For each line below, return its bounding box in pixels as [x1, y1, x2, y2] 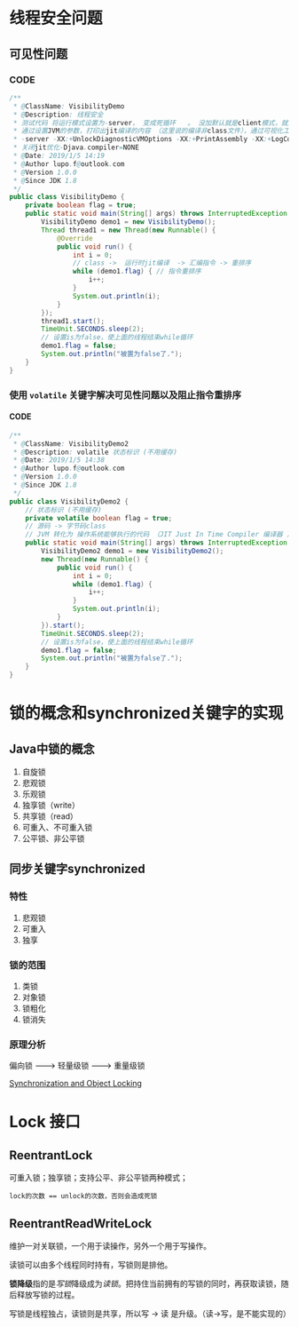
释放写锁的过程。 [16, 1290, 80, 1300]
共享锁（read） [21, 811, 78, 822]
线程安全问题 [9, 8, 104, 28]
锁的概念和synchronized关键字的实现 [9, 703, 284, 724]
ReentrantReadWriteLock [9, 1216, 153, 1231]
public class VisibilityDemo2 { [9, 497, 129, 506]
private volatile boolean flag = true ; [25, 513, 173, 522]
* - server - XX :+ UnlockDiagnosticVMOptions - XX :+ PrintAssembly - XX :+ [12, 135, 272, 144]
